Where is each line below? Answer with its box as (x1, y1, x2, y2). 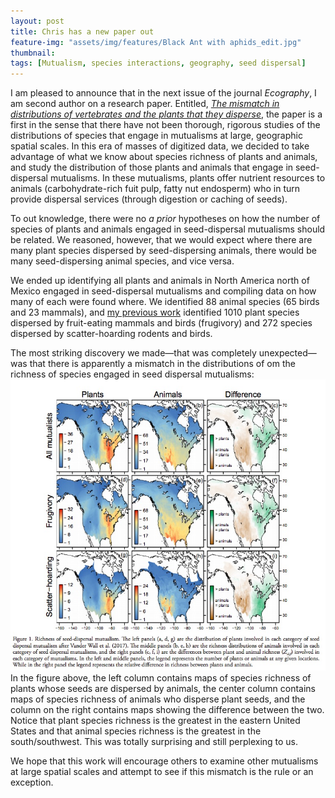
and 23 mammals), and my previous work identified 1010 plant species (10, 306, 300, 319)
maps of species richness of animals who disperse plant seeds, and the (10, 693, 306, 705)
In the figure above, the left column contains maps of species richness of (10, 671, 312, 684)
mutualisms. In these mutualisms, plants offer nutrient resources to (49, 172, 326, 184)
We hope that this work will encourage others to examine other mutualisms (10, 755, 319, 767)
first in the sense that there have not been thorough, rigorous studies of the (10, 119, 321, 131)
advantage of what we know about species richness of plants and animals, (10, 151, 318, 163)
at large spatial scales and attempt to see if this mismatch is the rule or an (10, 765, 314, 777)
